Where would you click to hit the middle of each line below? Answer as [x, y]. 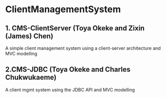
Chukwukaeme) [31, 77]
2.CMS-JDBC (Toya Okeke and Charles [68, 70]
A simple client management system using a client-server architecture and [83, 48]
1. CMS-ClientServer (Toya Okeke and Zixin [75, 28]
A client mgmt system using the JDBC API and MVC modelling [70, 89]
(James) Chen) [29, 36]
